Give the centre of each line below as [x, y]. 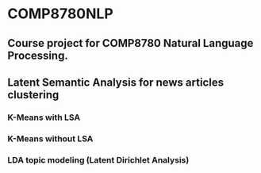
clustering [33, 95]
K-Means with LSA [44, 117]
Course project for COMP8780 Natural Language [130, 43]
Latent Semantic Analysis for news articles [115, 82]
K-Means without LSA [50, 138]
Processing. [38, 55]
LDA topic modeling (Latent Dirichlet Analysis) [98, 160]
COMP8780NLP [61, 14]
